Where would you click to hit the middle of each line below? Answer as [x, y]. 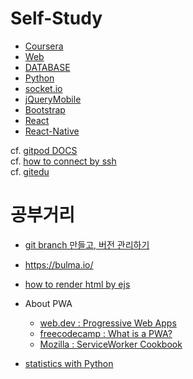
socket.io [43, 88]
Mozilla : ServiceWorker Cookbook [111, 344]
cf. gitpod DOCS [44, 150]
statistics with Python [69, 363]
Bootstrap [45, 109]
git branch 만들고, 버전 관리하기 [87, 244]
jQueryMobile [53, 99]
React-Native [52, 131]
